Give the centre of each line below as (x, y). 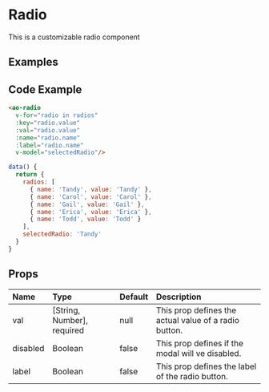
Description (179, 297)
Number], (70, 320)
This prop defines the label (206, 366)
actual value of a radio (198, 320)
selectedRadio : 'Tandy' (62, 234)
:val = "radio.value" (48, 130)
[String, (66, 310)
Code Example (45, 89)
